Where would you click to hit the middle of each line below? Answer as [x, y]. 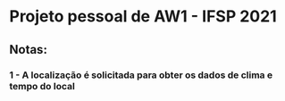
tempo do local [42, 86]
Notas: [28, 50]
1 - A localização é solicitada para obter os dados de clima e [141, 75]
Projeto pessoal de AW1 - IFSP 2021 [143, 17]
